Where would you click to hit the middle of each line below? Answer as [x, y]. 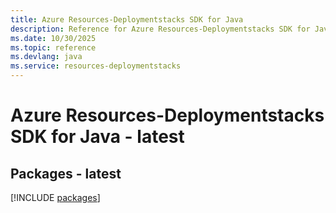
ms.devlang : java [46, 57]
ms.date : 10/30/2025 [53, 38]
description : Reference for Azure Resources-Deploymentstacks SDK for [160, 29]
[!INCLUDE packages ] [55, 197]
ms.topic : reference [53, 47]
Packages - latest [66, 173]
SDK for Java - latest [97, 137]
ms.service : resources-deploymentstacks [96, 66]
